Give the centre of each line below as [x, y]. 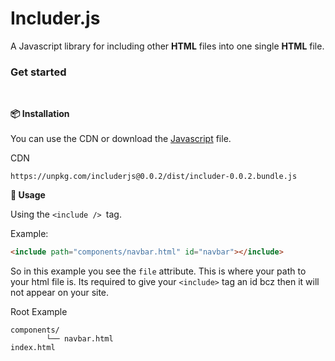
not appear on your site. [60, 293]
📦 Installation [40, 114]
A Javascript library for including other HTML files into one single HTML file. [167, 46]
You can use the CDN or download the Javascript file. [121, 139]
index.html [33, 348]
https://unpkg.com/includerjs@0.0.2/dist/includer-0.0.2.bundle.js [154, 177]
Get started [38, 72]
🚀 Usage [28, 195]
